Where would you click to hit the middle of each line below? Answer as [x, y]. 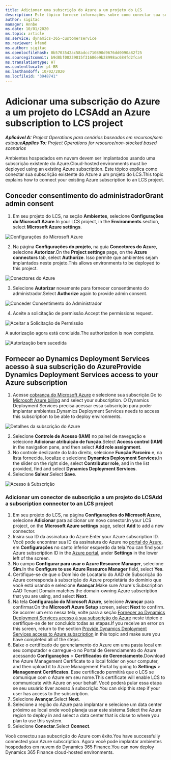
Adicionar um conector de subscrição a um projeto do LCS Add [84, 497]
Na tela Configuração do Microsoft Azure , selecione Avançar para [83, 601]
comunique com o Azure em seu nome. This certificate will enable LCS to [89, 677]
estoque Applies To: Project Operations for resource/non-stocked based [81, 143]
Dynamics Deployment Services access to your [82, 375]
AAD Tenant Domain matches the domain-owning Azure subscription [85, 591]
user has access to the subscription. [51, 693]
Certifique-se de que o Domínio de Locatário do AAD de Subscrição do [87, 574]
